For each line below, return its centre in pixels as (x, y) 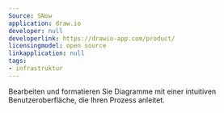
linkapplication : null (46, 53)
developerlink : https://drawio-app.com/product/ (92, 38)
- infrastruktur (36, 69)
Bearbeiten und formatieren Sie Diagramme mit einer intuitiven (112, 91)
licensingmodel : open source (57, 46)
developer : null (36, 31)
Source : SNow (30, 16)
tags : (17, 61)
